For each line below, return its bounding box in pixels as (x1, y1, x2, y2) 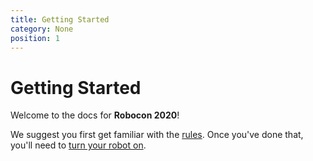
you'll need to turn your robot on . (10, 139, 147, 151)
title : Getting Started (10, 14, 110, 25)
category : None (10, 24, 74, 34)
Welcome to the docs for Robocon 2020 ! (10, 109, 180, 121)
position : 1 (10, 33, 60, 43)
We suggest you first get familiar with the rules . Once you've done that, (10, 129, 304, 141)
